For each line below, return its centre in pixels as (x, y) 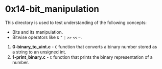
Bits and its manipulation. (37, 32)
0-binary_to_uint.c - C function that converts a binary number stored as (85, 46)
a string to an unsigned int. (39, 52)
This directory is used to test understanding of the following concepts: (76, 23)
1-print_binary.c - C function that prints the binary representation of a (82, 57)
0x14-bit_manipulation (52, 9)
